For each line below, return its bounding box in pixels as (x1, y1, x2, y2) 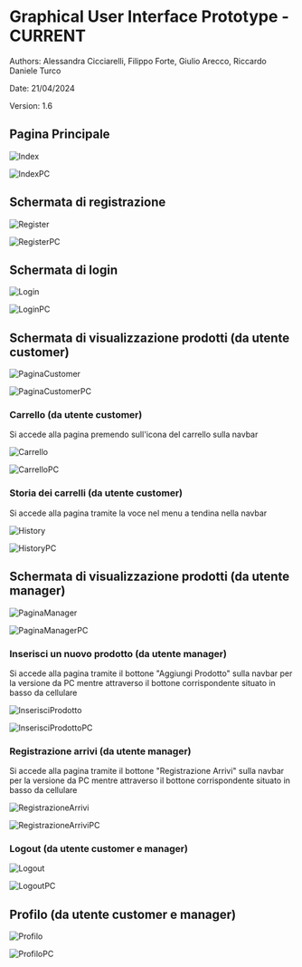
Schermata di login (9, 262, 118, 277)
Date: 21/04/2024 (9, 82, 75, 93)
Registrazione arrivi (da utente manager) (9, 745, 192, 758)
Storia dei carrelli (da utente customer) (9, 487, 184, 499)
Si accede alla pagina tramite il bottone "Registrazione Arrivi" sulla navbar (9, 766, 285, 777)
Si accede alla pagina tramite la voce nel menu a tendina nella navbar (9, 508, 268, 518)
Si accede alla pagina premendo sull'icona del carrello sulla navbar (9, 429, 259, 440)
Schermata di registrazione (9, 195, 166, 210)
